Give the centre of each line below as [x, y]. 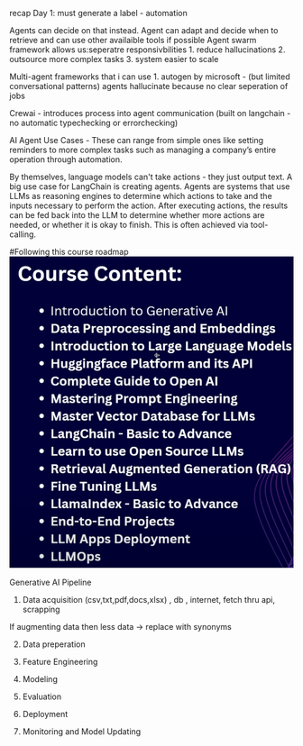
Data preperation [54, 644]
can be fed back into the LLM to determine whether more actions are [137, 215]
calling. [23, 234]
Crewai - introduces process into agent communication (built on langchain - [150, 113]
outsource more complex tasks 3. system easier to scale [114, 59]
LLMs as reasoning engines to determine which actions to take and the [141, 196]
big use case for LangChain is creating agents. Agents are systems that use [150, 186]
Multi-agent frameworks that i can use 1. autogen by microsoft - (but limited [150, 77]
